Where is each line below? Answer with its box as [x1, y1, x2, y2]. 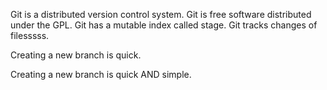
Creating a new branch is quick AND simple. [10, 69, 192, 80]
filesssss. [10, 30, 50, 41]
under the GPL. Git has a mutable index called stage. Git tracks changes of [10, 19, 318, 31]
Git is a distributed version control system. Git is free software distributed [10, 9, 312, 20]
